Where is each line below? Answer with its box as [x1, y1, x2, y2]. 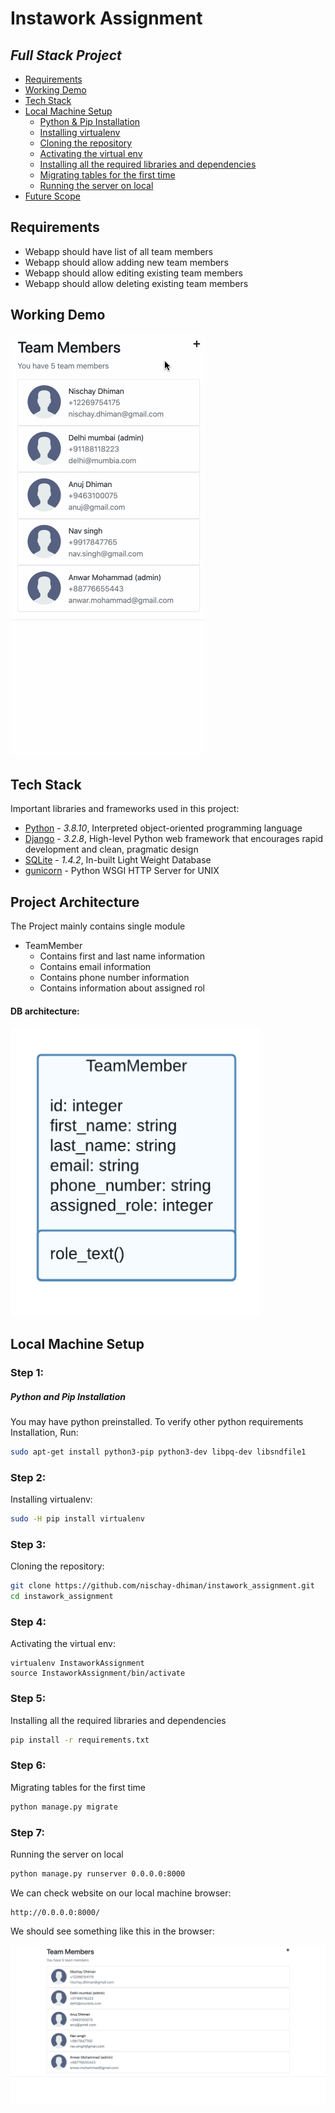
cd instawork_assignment [10, 1592, 114, 1602]
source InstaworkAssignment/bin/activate [10, 1668, 186, 1679]
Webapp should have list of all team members [24, 245, 214, 257]
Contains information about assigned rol [39, 982, 206, 994]
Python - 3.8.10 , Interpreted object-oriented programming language [24, 822, 303, 834]
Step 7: [10, 1825, 45, 1839]
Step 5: [10, 1692, 47, 1706]
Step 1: [10, 1366, 44, 1379]
